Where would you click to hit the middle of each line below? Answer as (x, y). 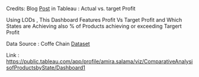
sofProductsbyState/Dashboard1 (46, 68)
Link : (13, 55)
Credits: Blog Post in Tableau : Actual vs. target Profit (71, 9)
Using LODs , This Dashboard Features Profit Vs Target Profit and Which (94, 20)
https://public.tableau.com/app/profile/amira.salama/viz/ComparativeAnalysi (99, 61)
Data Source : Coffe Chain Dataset (48, 44)
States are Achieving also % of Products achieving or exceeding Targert (94, 26)
